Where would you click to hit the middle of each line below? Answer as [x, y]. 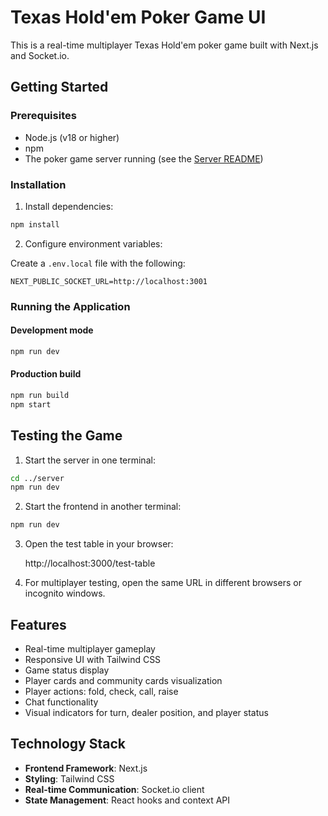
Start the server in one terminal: [90, 460]
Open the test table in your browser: [99, 544]
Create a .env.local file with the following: [98, 263]
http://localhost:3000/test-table [90, 563]
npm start [31, 404]
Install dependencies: [69, 206]
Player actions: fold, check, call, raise [101, 691]
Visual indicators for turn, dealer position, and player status [146, 712]
